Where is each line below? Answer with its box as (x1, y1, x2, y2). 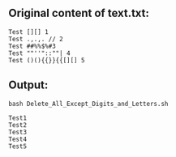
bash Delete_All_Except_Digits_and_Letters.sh (8, 100, 169, 108)
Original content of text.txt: (8, 6, 150, 20)
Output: (8, 78, 49, 92)
